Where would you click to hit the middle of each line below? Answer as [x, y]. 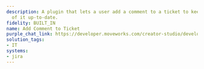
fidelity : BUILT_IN [31, 23]
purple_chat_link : [29, 34]
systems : [17, 51]
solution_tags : [25, 40]
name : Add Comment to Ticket [43, 28]
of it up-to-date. [35, 17]
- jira [15, 56]
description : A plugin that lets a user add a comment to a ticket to [97, 12]
